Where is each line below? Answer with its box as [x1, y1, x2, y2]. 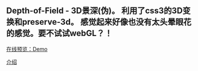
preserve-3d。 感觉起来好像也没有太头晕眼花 [22, 17, 192, 27]
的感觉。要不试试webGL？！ [6, 28, 113, 39]
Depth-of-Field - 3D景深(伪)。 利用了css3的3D [6, 5, 183, 16]
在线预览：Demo [6, 45, 48, 52]
